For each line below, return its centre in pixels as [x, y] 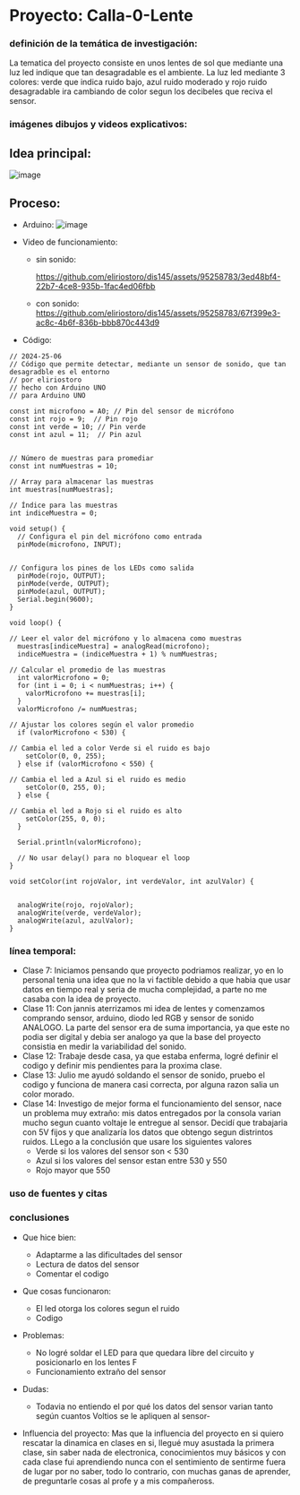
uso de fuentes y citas [58, 1194]
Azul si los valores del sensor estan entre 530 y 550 [131, 1161]
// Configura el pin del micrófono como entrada [110, 537]
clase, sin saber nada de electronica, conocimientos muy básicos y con [154, 1452]
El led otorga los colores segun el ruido [107, 1308]
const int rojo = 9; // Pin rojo [74, 419]
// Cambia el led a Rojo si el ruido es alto [95, 812]
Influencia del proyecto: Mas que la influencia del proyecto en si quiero [153, 1433]
